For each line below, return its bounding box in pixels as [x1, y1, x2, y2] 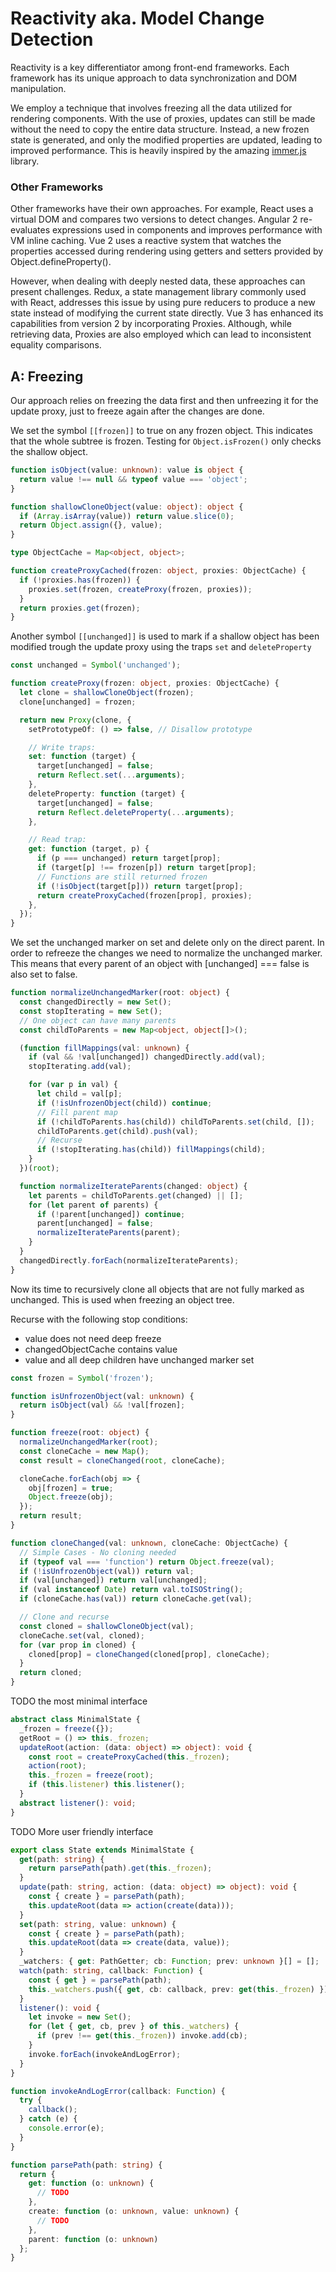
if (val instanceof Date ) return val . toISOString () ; [19, 1585, 244, 1595]
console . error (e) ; [28, 2123, 105, 2134]
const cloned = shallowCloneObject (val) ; [19, 1621, 195, 1631]
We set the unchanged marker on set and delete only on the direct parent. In [10, 937, 325, 949]
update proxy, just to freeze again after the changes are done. [10, 405, 265, 417]
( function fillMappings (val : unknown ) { [19, 1043, 190, 1053]
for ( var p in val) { [28, 1080, 118, 1090]
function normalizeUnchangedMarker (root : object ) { [10, 988, 230, 998]
